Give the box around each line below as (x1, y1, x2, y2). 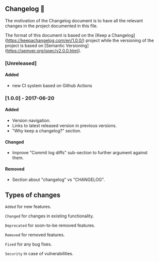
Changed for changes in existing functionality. (5, 213, 94, 219)
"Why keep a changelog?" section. (12, 128, 81, 134)
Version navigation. (12, 117, 51, 124)
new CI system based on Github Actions (12, 82, 93, 88)
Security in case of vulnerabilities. (5, 251, 74, 257)
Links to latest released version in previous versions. (12, 123, 117, 129)
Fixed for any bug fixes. (5, 241, 52, 247)
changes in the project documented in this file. (5, 23, 98, 29)
